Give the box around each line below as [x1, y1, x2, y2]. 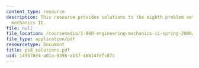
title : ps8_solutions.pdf [6, 47, 70, 53]
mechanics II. [11, 20, 46, 25]
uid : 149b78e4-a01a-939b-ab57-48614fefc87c [6, 53, 115, 59]
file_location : [6, 31, 44, 37]
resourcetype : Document [6, 42, 65, 48]
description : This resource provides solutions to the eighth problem [6, 14, 184, 20]
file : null [6, 25, 33, 31]
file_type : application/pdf [6, 36, 76, 42]
